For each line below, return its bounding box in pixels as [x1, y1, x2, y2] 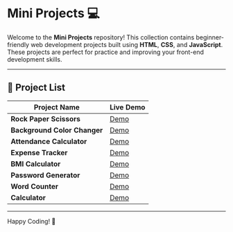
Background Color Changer [10, 125, 103, 135]
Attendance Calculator [10, 136, 87, 146]
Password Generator [10, 170, 80, 180]
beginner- [196, 33, 224, 42]
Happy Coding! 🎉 [7, 217, 56, 225]
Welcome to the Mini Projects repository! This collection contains [7, 33, 195, 42]
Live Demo [110, 102, 146, 111]
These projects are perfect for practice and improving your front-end [7, 48, 205, 56]
